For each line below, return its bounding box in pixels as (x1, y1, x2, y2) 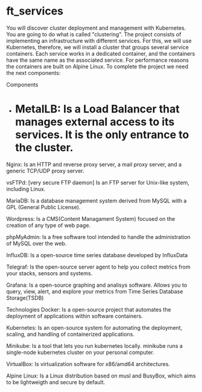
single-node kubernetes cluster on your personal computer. (6, 348, 155, 356)
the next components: (6, 69, 61, 76)
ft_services (6, 4, 64, 18)
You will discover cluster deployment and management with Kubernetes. (6, 24, 186, 31)
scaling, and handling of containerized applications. (6, 330, 134, 338)
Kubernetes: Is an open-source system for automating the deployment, (6, 324, 183, 331)
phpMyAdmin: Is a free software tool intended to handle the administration (6, 233, 191, 240)
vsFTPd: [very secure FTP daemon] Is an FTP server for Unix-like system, (6, 178, 190, 186)
